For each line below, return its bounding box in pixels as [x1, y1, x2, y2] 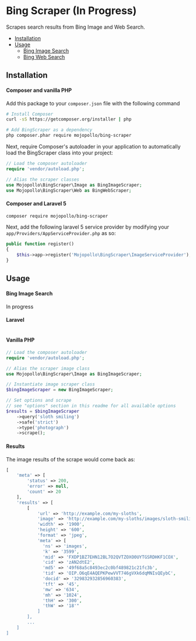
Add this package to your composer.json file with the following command [6, 99, 180, 106]
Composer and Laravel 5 [6, 200, 67, 207]
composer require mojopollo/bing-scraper [6, 213, 108, 219]
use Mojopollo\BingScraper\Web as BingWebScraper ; [6, 187, 132, 194]
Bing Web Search [23, 53, 65, 60]
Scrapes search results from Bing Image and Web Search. [6, 23, 145, 30]
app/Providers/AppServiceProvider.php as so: [6, 230, 116, 237]
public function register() [6, 241, 75, 247]
